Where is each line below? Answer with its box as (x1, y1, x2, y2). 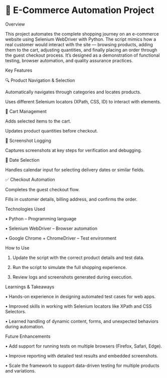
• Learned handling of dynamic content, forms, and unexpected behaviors (5, 318, 159, 324)
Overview (5, 21, 25, 27)
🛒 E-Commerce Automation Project (5, 5, 154, 16)
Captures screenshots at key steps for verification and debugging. (5, 147, 142, 153)
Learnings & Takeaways (5, 284, 55, 290)
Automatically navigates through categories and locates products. (5, 89, 141, 95)
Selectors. (5, 308, 27, 314)
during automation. (5, 323, 45, 329)
